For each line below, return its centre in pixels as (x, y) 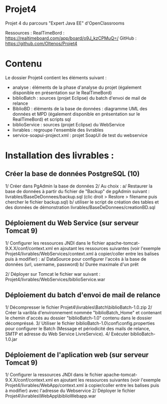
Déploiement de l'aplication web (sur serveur (77, 355)
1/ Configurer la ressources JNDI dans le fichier (54, 375)
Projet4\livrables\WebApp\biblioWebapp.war (51, 396)
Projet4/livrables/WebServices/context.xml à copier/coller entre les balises (82, 254)
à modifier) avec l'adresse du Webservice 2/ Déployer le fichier (70, 391)
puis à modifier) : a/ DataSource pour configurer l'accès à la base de (76, 259)
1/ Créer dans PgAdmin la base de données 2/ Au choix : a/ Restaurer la (79, 186)
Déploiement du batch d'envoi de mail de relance (83, 295)
